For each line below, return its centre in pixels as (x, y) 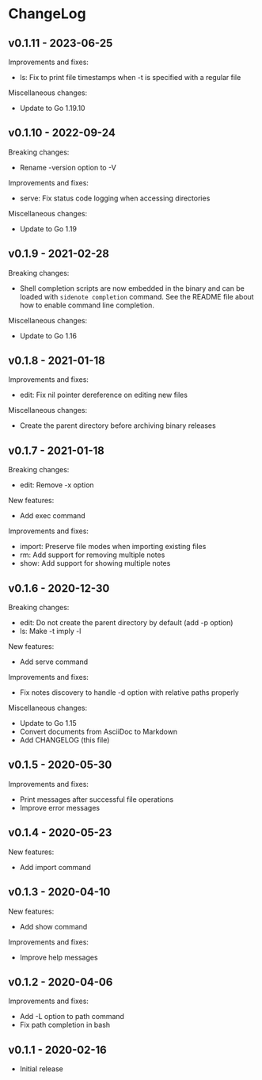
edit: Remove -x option (57, 485)
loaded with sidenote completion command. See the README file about (137, 296)
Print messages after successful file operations (97, 799)
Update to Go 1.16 (48, 336)
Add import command (55, 867)
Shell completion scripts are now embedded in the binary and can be (132, 288)
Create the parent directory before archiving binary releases (118, 426)
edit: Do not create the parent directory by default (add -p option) (126, 623)
